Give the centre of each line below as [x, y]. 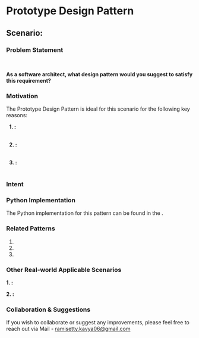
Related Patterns [31, 229]
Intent [15, 184]
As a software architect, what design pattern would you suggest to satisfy [99, 74]
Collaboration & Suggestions [48, 309]
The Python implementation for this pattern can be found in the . [85, 213]
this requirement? [29, 80]
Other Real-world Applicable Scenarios [64, 270]
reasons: [17, 115]
